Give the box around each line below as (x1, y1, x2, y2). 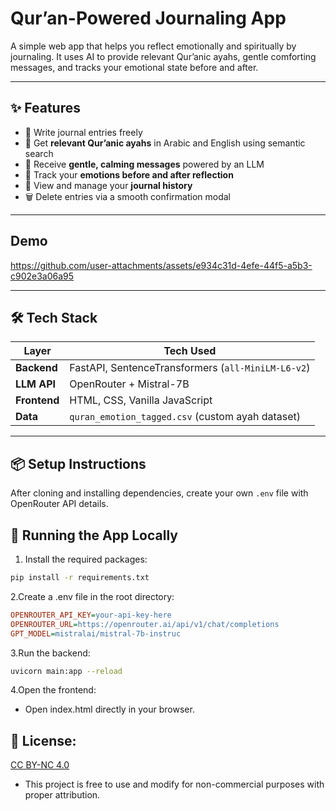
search (24, 147, 54, 159)
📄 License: (10, 732, 77, 749)
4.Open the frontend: (10, 684, 97, 696)
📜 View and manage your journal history (24, 179, 193, 191)
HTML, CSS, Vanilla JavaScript (69, 393, 213, 407)
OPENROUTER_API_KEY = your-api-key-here (10, 610, 172, 620)
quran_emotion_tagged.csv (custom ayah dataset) (69, 410, 302, 424)
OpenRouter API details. (10, 498, 109, 510)
